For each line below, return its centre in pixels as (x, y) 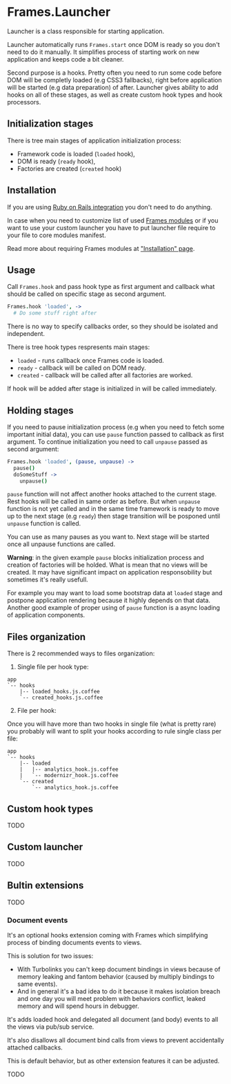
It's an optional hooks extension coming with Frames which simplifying (108, 935)
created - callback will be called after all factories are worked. (105, 375)
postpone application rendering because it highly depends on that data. (109, 600)
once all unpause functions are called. (61, 544)
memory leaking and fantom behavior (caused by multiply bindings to (116, 976)
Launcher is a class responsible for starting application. (86, 31)
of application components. (46, 615)
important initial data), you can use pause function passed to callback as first (115, 434)
